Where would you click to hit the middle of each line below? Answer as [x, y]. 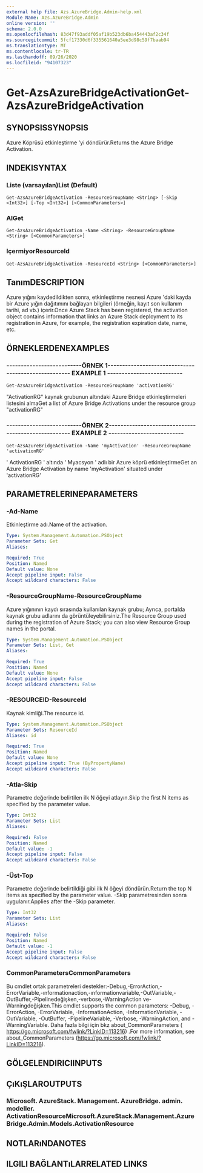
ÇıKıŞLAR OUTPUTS [44, 1084]
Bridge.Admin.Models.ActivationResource [70, 1124]
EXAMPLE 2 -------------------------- [128, 433]
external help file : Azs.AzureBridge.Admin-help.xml [74, 12]
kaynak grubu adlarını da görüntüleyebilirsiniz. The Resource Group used [96, 615]
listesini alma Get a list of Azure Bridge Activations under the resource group [101, 403]
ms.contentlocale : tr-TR [38, 52]
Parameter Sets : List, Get [40, 645]
